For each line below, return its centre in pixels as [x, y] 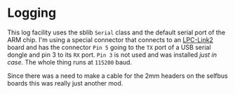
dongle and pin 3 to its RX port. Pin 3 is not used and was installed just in [112, 55]
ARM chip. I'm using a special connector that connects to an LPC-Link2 [110, 39]
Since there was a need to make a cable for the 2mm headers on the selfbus [117, 76]
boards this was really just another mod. [65, 83]
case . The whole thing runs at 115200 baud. [69, 62]
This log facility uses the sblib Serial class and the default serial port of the [116, 32]
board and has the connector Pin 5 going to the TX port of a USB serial [109, 47]
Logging [32, 13]
